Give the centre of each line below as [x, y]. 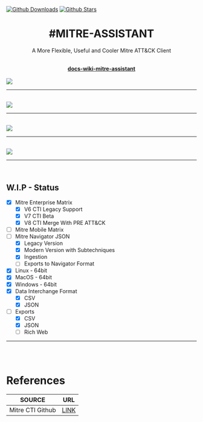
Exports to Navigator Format [59, 264]
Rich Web [36, 332]
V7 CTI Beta [39, 216]
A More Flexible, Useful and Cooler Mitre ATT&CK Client [101, 50]
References [36, 381]
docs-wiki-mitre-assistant [101, 68]
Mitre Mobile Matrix [39, 229]
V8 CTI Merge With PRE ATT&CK [65, 222]
